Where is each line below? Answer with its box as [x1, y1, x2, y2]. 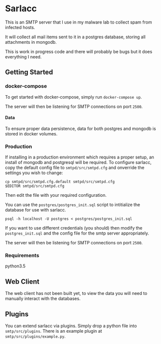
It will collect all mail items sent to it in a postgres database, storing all [5, 34, 146, 40]
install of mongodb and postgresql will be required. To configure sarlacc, [5, 159, 152, 165]
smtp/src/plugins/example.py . [5, 333, 66, 339]
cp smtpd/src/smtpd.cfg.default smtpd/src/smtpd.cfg [5, 180, 115, 185]
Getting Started [5, 68, 53, 77]
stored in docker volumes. [5, 131, 58, 136]
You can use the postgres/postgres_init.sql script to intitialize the [5, 202, 140, 208]
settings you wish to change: [5, 170, 63, 176]
